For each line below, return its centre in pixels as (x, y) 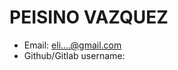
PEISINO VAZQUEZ (89, 17)
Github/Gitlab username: (74, 55)
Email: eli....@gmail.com (72, 45)
